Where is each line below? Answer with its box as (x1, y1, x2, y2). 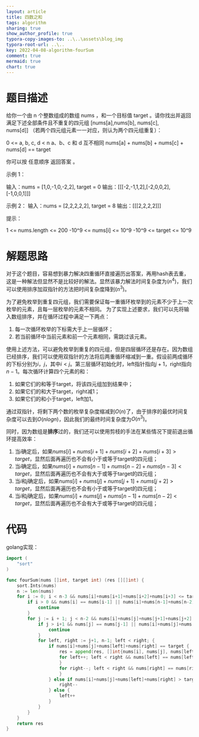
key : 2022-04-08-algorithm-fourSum (6, 47, 94, 53)
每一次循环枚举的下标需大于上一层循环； (14, 326, 114, 333)
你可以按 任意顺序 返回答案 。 (6, 158, 78, 165)
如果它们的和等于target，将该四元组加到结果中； (14, 380, 133, 387)
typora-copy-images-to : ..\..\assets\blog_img (6, 36, 123, 42)
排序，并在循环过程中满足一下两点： (21, 312, 110, 320)
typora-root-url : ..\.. (6, 42, 65, 48)
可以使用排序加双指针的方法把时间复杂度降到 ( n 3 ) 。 (6, 284, 130, 292)
